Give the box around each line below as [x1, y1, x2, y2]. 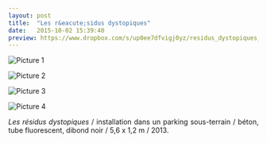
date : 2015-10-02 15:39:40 [8, 26, 105, 34]
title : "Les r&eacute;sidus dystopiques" [8, 19, 151, 27]
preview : [8, 33, 37, 42]
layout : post [8, 11, 52, 20]
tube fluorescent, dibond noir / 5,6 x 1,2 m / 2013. [8, 126, 169, 135]
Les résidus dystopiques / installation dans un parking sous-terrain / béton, [8, 117, 260, 127]
